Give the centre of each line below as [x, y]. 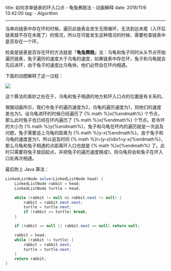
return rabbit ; [31, 259]
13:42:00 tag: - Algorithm [32, 13]
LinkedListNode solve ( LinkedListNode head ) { [54, 179]
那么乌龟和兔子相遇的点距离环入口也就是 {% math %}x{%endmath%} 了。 [83, 145]
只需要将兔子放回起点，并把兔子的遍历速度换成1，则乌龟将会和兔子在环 [84, 152]
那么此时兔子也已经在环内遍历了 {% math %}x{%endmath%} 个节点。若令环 [85, 120]
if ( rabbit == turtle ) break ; [55, 212]
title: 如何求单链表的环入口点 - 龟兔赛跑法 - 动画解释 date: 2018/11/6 [76, 7]
